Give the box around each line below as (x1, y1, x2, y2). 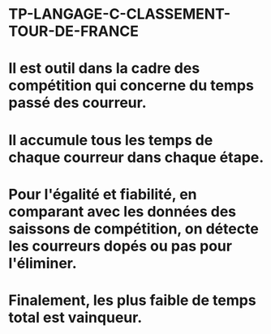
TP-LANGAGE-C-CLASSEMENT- (8, 5, 231, 24)
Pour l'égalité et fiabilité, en (8, 185, 197, 203)
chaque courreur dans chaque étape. (8, 148, 265, 166)
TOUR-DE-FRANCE (8, 22, 140, 41)
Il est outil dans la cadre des (8, 59, 200, 78)
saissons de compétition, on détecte (8, 220, 260, 238)
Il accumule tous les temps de (8, 131, 213, 149)
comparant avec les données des (8, 202, 237, 221)
